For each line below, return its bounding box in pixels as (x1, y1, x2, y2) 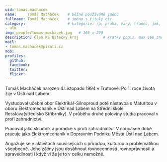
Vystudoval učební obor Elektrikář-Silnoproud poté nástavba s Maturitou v (5, 100, 157, 106)
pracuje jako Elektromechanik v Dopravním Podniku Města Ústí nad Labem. (5, 131, 159, 137)
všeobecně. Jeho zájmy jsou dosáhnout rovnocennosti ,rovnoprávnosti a (5, 146, 154, 152)
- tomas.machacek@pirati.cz (5, 44, 64, 49)
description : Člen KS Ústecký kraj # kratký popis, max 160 (5, 35, 155, 40)
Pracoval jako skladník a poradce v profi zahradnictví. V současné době (5, 125, 152, 131)
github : (9, 58, 26, 63)
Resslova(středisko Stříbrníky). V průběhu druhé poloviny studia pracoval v (5, 110, 159, 116)
